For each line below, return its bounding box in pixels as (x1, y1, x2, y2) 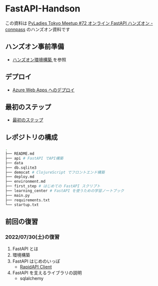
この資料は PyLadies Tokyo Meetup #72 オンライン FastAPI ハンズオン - (5, 20, 153, 26)
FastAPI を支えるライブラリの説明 (12, 270, 82, 276)
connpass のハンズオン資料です (5, 26, 70, 32)
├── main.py (5, 193, 30, 198)
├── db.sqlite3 (5, 165, 37, 170)
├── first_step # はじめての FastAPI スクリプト (5, 184, 101, 189)
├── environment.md (5, 179, 46, 184)
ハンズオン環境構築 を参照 (12, 56, 66, 62)
